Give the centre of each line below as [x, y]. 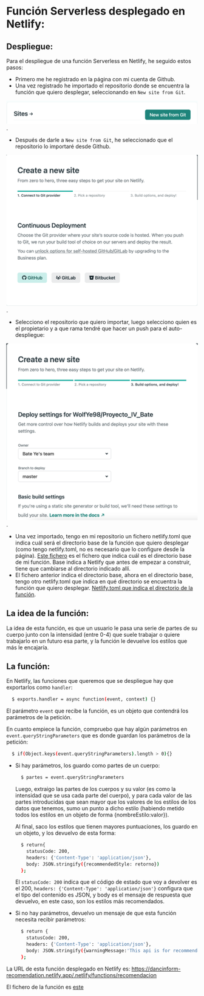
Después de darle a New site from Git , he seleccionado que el [94, 140]
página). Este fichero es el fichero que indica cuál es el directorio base [103, 555]
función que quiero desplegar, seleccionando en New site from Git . [100, 92]
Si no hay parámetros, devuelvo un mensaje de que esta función [96, 913]
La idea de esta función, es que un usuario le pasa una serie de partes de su [102, 628]
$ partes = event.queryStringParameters [73, 777]
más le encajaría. [28, 647]
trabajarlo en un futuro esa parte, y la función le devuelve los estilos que [97, 641]
